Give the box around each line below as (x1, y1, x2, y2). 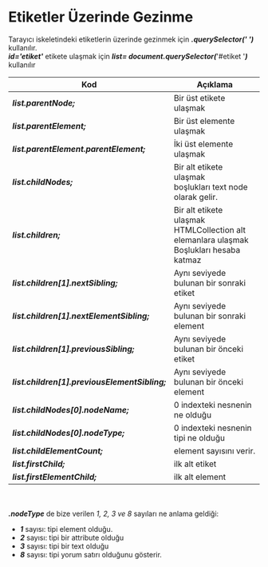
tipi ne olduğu (174, 432, 226, 443)
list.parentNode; (12, 97, 76, 108)
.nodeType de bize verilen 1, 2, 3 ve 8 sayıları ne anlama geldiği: (8, 509, 219, 518)
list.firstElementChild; (12, 471, 97, 482)
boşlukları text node (174, 181, 249, 192)
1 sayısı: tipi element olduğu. (19, 524, 113, 533)
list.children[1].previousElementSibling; (12, 376, 167, 387)
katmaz (174, 254, 202, 266)
